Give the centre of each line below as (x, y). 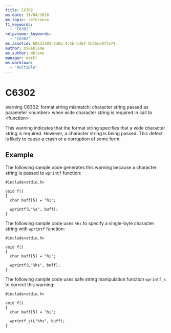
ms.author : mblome (25, 53)
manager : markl (22, 58)
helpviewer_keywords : (28, 34)
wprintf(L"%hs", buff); (35, 265)
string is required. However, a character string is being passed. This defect (84, 134)
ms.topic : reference (27, 20)
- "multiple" (24, 67)
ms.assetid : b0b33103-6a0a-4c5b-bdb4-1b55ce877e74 (60, 44)
